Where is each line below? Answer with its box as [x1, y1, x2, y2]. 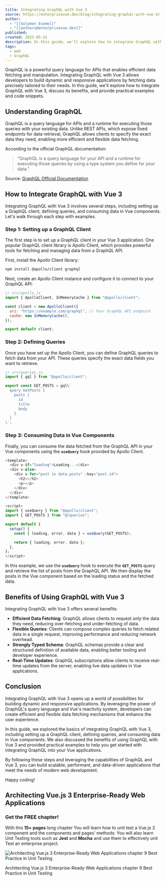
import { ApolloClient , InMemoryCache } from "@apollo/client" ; [5, 295, 140, 300]
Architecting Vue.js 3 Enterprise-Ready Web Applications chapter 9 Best [5, 865, 153, 871]
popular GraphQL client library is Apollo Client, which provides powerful [5, 242, 152, 248]
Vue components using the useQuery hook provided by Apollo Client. [5, 448, 144, 454]
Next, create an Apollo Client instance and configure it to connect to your [5, 276, 154, 282]
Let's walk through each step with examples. [5, 214, 96, 219]
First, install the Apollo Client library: [5, 257, 79, 263]
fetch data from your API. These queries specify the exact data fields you [5, 355, 154, 361]
